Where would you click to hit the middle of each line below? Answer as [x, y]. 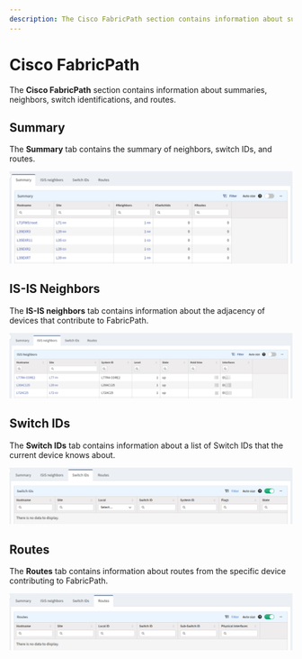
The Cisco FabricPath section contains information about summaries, [138, 89]
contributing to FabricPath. [59, 581]
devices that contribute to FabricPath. [79, 320]
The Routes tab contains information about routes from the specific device [147, 572]
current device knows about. [62, 454]
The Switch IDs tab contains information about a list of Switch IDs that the [147, 445]
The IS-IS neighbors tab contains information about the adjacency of [137, 310]
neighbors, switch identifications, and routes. [93, 99]
